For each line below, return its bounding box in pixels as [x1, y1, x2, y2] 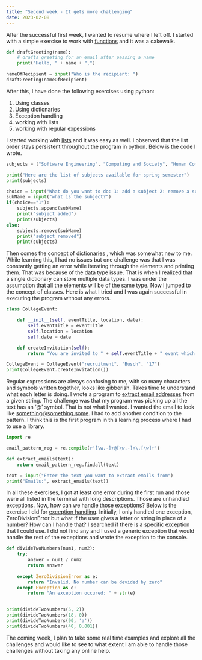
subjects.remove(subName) [17, 227, 82, 234]
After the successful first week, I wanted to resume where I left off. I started [6, 31, 194, 38]
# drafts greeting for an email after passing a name [17, 55, 155, 61]
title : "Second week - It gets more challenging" [6, 8, 133, 15]
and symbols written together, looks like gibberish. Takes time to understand [6, 384, 195, 392]
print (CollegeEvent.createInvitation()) [6, 367, 109, 373]
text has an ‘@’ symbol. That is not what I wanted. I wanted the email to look [6, 403, 195, 410]
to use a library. [6, 423, 45, 430]
